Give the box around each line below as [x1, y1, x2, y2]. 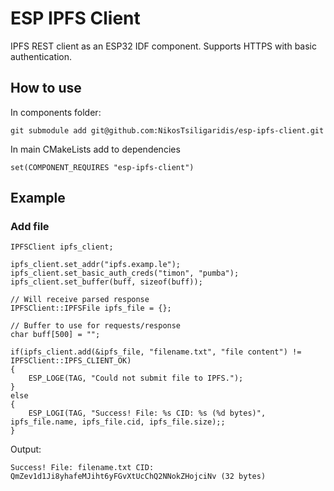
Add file [10, 220, 50, 234]
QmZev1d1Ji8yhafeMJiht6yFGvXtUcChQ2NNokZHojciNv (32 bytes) [10, 472, 267, 482]
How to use [10, 80, 82, 97]
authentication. [10, 50, 73, 62]
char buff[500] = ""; [10, 330, 101, 340]
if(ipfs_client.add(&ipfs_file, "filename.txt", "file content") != [10, 347, 302, 357]
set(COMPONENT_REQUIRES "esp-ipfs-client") [10, 162, 195, 172]
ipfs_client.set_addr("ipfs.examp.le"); [10, 260, 182, 270]
